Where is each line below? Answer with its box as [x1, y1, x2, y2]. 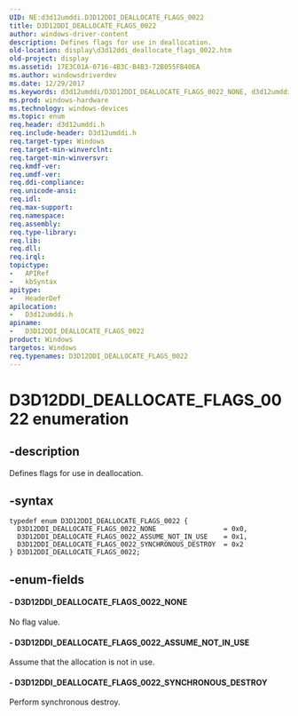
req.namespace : [9, 211, 66, 220]
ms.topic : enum [9, 112, 66, 121]
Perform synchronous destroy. [9, 696, 122, 707]
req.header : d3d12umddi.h [9, 121, 105, 130]
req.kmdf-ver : [9, 162, 62, 171]
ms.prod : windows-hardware [9, 95, 109, 105]
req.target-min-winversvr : [9, 153, 109, 163]
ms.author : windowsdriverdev [9, 71, 117, 80]
